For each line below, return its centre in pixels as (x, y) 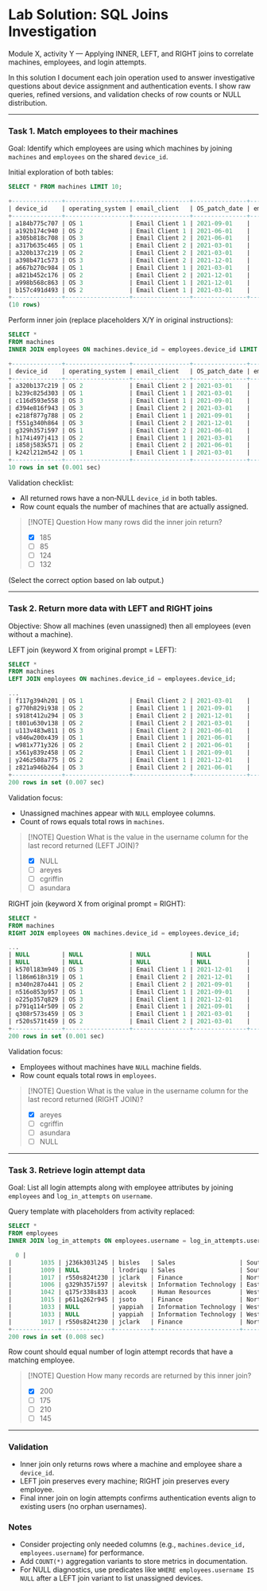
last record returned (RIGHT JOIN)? (85, 1099)
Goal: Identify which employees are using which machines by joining (120, 148)
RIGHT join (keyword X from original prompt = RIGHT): (97, 903)
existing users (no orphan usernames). (83, 1506)
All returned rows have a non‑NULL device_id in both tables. (118, 498)
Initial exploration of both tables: (61, 172)
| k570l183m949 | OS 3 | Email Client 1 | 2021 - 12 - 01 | (129, 970)
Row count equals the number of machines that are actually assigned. (134, 506)
